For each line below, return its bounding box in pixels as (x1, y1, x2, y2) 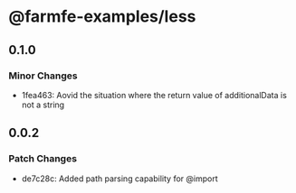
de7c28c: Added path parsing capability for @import (21, 173, 218, 184)
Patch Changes (8, 152, 78, 165)
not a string (21, 99, 65, 110)
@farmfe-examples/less (8, 6, 196, 27)
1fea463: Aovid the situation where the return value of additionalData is (21, 89, 287, 100)
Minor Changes (8, 69, 78, 82)
